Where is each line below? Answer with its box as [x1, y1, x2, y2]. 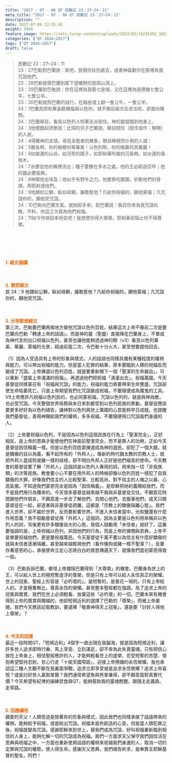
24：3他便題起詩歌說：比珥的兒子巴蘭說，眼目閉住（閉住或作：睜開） [17, 124, 165, 131]
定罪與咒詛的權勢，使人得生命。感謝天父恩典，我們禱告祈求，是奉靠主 [5, 746, 154, 752]
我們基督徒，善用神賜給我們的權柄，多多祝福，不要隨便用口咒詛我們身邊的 [5, 413, 162, 419]
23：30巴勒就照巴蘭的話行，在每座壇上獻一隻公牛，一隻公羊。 [17, 99, 150, 105]
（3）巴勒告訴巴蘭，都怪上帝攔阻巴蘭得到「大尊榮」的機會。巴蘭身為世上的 [5, 565, 165, 571]
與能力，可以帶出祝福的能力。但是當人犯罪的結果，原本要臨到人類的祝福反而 [5, 362, 167, 368]
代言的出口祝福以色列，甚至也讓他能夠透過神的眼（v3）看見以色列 [14, 337, 155, 343]
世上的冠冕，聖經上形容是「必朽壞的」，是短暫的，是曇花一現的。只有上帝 [5, 578, 160, 584]
